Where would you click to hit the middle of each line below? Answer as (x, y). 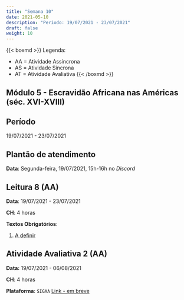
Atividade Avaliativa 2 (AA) (57, 254)
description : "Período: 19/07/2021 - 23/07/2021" (68, 22)
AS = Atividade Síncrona (44, 68)
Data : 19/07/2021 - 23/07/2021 (43, 201)
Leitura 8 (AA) (32, 187)
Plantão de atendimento (51, 154)
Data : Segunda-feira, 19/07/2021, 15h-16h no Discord (71, 169)
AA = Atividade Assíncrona (47, 62)
